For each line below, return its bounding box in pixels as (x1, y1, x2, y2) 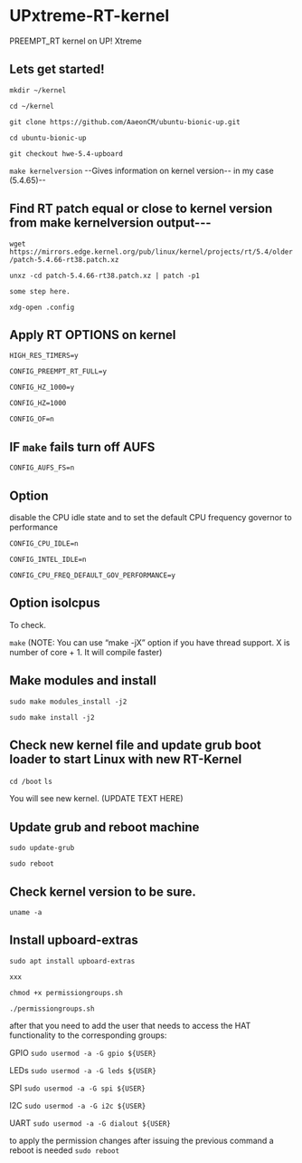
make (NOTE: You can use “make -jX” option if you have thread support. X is (9, 636, 291, 648)
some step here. (9, 286, 71, 296)
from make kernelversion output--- (9, 215, 212, 231)
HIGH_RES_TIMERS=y (9, 351, 79, 361)
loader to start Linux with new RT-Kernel (9, 751, 242, 767)
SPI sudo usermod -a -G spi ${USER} (9, 1082, 146, 1093)
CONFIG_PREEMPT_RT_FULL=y (9, 367, 107, 376)
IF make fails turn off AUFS (9, 439, 156, 454)
